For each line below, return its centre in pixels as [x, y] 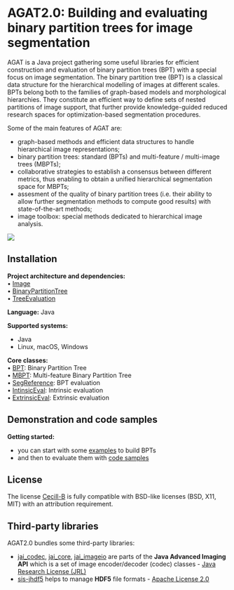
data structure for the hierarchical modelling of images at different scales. [113, 84]
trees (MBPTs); [39, 164]
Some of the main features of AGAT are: [65, 128]
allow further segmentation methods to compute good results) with [114, 201]
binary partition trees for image [100, 28]
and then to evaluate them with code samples [83, 457]
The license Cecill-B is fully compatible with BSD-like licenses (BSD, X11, [112, 497]
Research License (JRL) [51, 572]
